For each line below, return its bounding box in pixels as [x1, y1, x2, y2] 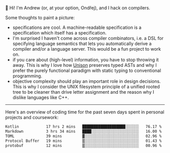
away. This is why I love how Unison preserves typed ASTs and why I [12, 62, 157, 68]
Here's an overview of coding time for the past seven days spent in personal [5, 109, 164, 115]
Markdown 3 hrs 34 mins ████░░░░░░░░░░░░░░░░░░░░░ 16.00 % [5, 129, 162, 134]
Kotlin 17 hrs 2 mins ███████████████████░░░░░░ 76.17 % [5, 124, 162, 129]
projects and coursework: [5, 114, 59, 120]
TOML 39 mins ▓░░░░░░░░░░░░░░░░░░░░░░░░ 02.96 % [5, 133, 162, 139]
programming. [12, 73, 42, 79]
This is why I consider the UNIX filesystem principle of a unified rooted [12, 84, 160, 90]
